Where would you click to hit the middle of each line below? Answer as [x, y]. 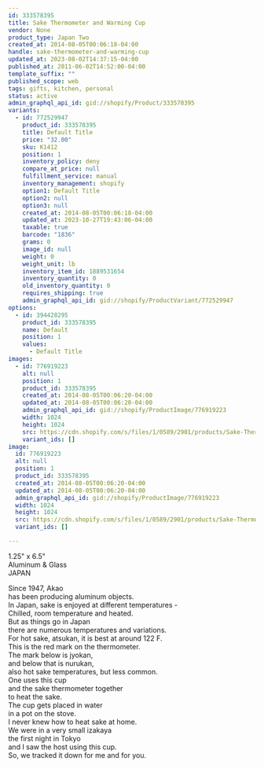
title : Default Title [57, 132]
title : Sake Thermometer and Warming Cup [77, 23]
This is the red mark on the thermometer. [74, 646]
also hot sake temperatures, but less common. [83, 671]
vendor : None [29, 30]
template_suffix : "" [42, 74]
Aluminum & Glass [38, 564]
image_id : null [47, 249]
